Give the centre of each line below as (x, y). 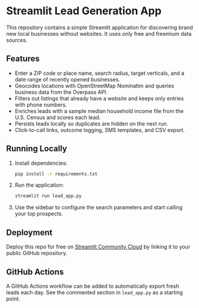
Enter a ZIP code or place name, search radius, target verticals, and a (99, 73)
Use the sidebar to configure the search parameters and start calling (99, 208)
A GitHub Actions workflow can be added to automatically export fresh (93, 286)
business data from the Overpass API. (61, 92)
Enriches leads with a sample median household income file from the (99, 111)
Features (23, 59)
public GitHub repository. (37, 253)
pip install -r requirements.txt (56, 174)
